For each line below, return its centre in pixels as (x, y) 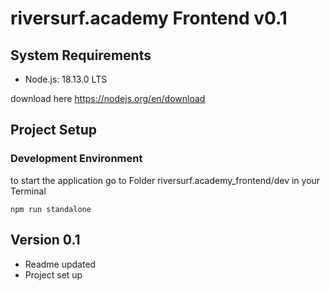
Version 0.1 (45, 240)
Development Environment (76, 159)
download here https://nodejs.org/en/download (108, 98)
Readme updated (60, 264)
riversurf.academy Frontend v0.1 (149, 18)
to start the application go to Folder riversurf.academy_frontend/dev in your (165, 180)
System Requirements (81, 55)
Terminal (28, 191)
